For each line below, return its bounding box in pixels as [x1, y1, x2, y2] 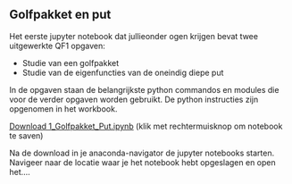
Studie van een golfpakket [21, 57, 120, 68]
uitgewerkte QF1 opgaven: [9, 40, 105, 51]
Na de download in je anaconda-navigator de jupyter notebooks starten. [9, 147, 275, 158]
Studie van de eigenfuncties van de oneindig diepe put [21, 67, 224, 78]
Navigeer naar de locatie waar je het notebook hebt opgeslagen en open [9, 156, 277, 168]
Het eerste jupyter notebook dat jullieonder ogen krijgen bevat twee [9, 30, 259, 41]
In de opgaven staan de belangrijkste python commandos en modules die [9, 84, 279, 95]
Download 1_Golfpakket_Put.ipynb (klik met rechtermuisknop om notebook [9, 121, 283, 131]
